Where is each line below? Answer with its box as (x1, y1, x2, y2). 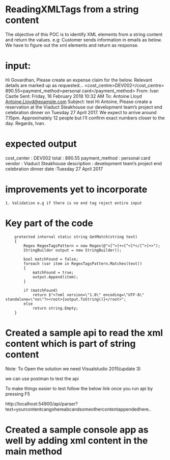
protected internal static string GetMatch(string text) (14, 234, 138, 239)
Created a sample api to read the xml (5, 327, 163, 339)
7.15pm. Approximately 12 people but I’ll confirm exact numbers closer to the (5, 115, 165, 121)
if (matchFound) (23, 288, 58, 293)
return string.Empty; (32, 305, 79, 311)
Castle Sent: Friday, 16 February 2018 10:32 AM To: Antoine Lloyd (5, 93, 143, 99)
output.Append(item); (32, 274, 79, 279)
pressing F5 (5, 391, 31, 397)
